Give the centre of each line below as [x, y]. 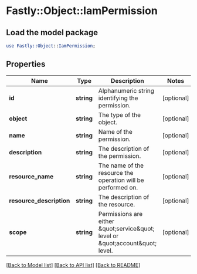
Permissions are [120, 214]
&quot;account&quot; [128, 243]
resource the [116, 172]
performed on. [118, 187]
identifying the [118, 98]
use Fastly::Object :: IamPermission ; [51, 46]
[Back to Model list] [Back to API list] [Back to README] [73, 265]
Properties [26, 64]
